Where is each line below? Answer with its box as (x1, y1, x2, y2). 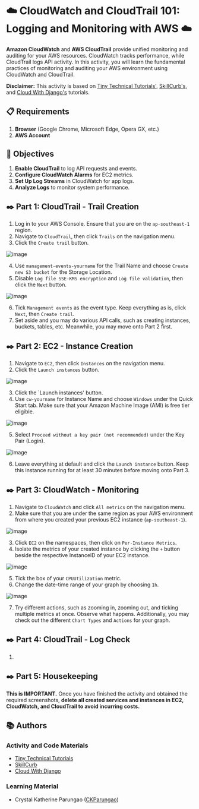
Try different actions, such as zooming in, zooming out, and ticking (14, 604, 178, 611)
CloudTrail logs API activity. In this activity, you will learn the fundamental (6, 58, 185, 65)
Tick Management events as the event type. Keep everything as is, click (14, 304, 186, 311)
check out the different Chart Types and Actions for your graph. (14, 617, 170, 624)
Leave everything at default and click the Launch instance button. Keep (14, 460, 189, 467)
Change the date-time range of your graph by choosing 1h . (14, 581, 159, 588)
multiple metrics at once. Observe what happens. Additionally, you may (14, 611, 189, 617)
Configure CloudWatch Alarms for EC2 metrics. (14, 171, 134, 178)
